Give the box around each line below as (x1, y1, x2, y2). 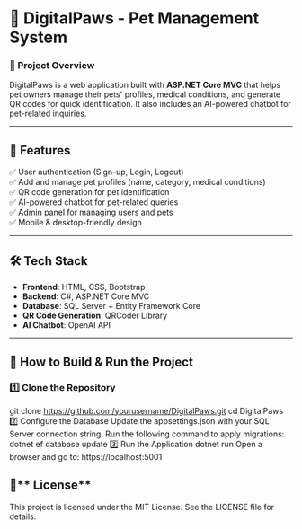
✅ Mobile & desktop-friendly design (9, 217, 142, 228)
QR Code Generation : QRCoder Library (22, 310, 168, 322)
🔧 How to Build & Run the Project (9, 354, 193, 369)
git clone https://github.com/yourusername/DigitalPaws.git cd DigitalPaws (9, 405, 284, 416)
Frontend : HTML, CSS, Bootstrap (22, 282, 146, 293)
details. (9, 511, 37, 522)
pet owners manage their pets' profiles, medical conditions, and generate (9, 89, 281, 100)
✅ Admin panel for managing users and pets (9, 207, 173, 218)
